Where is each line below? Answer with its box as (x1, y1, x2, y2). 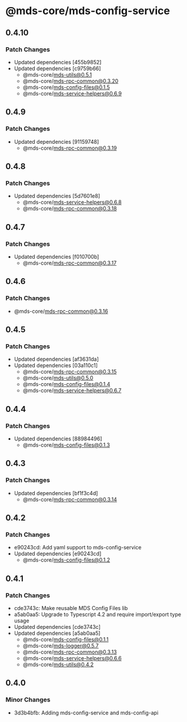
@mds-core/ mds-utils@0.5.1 (22, 71, 92, 78)
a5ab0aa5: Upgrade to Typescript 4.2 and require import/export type (14, 611, 182, 618)
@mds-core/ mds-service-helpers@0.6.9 (22, 90, 122, 97)
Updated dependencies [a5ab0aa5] (14, 629, 101, 637)
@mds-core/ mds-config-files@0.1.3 (22, 441, 110, 449)
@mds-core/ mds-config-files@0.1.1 (22, 636, 109, 643)
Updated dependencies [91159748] (14, 138, 99, 145)
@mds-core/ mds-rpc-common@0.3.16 (14, 308, 108, 315)
